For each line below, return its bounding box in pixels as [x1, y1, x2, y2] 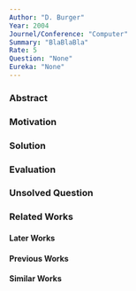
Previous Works [9, 253, 69, 263]
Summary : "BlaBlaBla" [9, 37, 89, 47]
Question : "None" [9, 54, 73, 63]
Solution [9, 139, 47, 152]
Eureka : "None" [9, 63, 65, 72]
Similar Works [9, 273, 62, 284]
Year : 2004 [9, 21, 49, 30]
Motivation [9, 115, 57, 128]
